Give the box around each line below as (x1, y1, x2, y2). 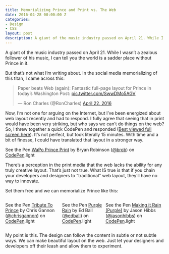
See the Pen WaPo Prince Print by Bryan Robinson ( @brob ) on (5, 146, 135, 153)
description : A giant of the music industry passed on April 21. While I (5, 36, 164, 41)
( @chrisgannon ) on (5, 213, 45, 219)
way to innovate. (5, 178, 40, 184)
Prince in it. (5, 60, 29, 66)
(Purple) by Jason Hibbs (105, 207, 156, 213)
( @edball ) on (62, 213, 89, 219)
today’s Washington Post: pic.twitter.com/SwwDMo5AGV (17, 90, 136, 96)
